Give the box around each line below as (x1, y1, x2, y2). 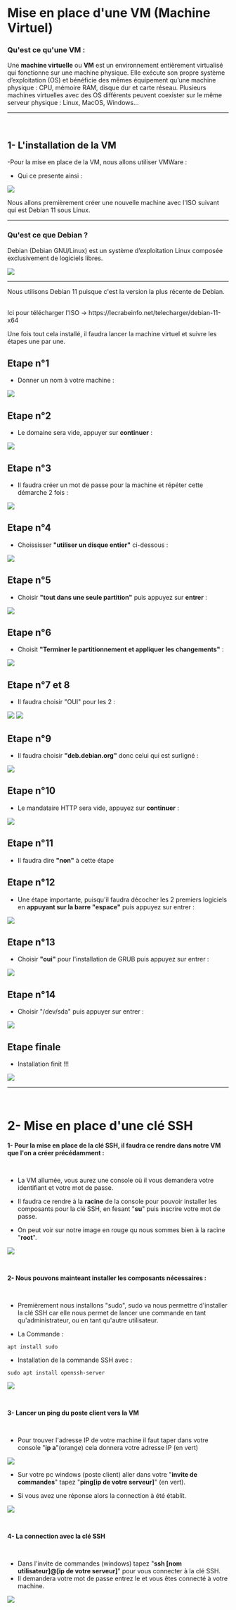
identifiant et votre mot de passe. (17, 1183, 114, 1192)
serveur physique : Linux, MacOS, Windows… (7, 99, 139, 107)
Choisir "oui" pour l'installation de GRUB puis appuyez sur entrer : (17, 955, 209, 964)
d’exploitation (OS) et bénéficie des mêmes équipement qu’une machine (7, 76, 216, 85)
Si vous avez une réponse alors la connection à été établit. (17, 1491, 187, 1499)
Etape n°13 (7, 936, 55, 948)
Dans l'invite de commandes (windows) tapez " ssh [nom (17, 1559, 183, 1568)
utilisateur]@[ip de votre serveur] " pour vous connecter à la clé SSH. (17, 1566, 221, 1575)
